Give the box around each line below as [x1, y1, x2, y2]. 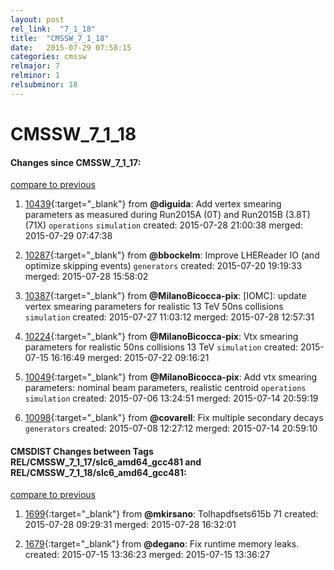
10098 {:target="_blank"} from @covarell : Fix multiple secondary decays [24, 412, 324, 424]
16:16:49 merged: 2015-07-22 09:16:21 [50, 352, 210, 364]
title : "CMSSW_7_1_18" [10, 33, 110, 43]
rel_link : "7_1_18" [10, 24, 97, 34]
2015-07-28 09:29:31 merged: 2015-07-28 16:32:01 [24, 519, 237, 531]
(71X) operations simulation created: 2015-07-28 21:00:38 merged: [24, 219, 303, 231]
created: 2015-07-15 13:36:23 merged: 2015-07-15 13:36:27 [24, 549, 271, 561]
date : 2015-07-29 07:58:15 [10, 42, 132, 53]
